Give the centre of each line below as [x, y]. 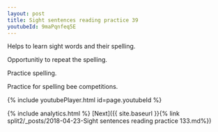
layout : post [26, 14]
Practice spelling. [32, 73]
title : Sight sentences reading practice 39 [73, 20]
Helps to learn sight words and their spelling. [71, 47]
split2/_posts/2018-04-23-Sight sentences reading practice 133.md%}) [109, 121]
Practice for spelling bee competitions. [63, 87]
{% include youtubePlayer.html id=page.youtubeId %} [85, 100]
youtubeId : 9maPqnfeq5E [42, 26]
